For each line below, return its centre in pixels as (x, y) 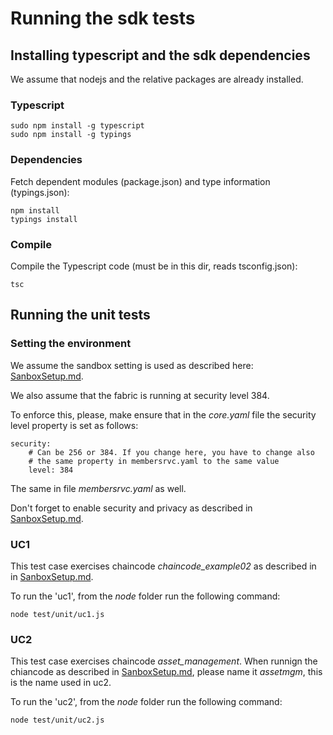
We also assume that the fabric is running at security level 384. (140, 395)
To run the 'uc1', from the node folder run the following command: (145, 596)
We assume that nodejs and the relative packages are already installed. (157, 79)
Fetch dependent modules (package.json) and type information (140, 181)
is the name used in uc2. (61, 683)
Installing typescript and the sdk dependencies (160, 55)
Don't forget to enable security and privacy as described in (131, 508)
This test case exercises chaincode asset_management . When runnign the (164, 661)
